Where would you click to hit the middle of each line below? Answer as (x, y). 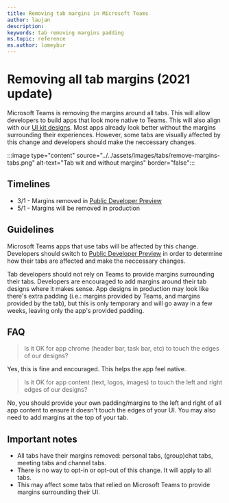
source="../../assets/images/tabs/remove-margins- (148, 155)
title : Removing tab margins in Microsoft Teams (78, 13)
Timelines (29, 184)
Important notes (42, 439)
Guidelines (31, 230)
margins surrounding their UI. (59, 492)
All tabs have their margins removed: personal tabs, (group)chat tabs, (115, 456)
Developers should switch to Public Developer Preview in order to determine (115, 253)
